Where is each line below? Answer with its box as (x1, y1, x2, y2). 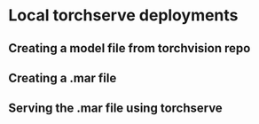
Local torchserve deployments (8, 5, 239, 26)
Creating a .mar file (8, 70, 117, 85)
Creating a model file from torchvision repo (8, 41, 251, 56)
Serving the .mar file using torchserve (8, 101, 223, 116)
